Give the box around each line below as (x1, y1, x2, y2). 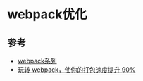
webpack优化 (7, 6, 87, 23)
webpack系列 (17, 57, 57, 65)
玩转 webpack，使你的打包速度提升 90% (17, 66, 136, 74)
